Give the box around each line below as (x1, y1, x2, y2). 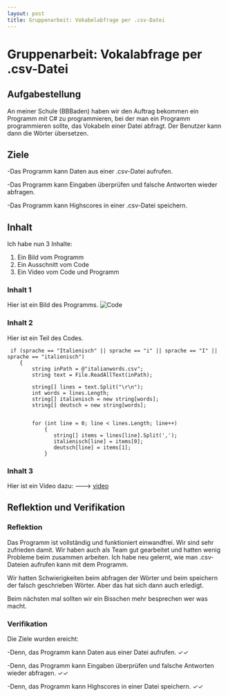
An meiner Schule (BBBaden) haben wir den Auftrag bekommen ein (7, 106, 199, 115)
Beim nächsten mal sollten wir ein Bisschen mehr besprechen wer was (7, 594, 209, 602)
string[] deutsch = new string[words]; (32, 402, 147, 409)
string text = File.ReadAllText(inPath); (32, 371, 153, 378)
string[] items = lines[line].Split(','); (53, 431, 178, 439)
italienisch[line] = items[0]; (53, 438, 144, 445)
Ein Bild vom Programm (17, 253, 84, 261)
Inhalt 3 (7, 466, 33, 476)
